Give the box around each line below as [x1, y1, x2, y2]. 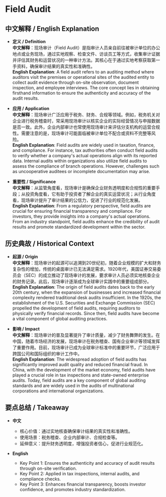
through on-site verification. [19, 465, 77, 471]
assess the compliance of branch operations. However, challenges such [12, 163, 160, 169]
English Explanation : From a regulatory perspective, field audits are [12, 203, 151, 209]
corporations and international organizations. [12, 388, 105, 394]
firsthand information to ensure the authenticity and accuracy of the [12, 90, 151, 96]
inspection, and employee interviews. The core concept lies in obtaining [12, 85, 160, 90]
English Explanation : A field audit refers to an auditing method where [12, 69, 155, 75]
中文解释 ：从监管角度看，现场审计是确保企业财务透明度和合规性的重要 [12, 185, 156, 190]
